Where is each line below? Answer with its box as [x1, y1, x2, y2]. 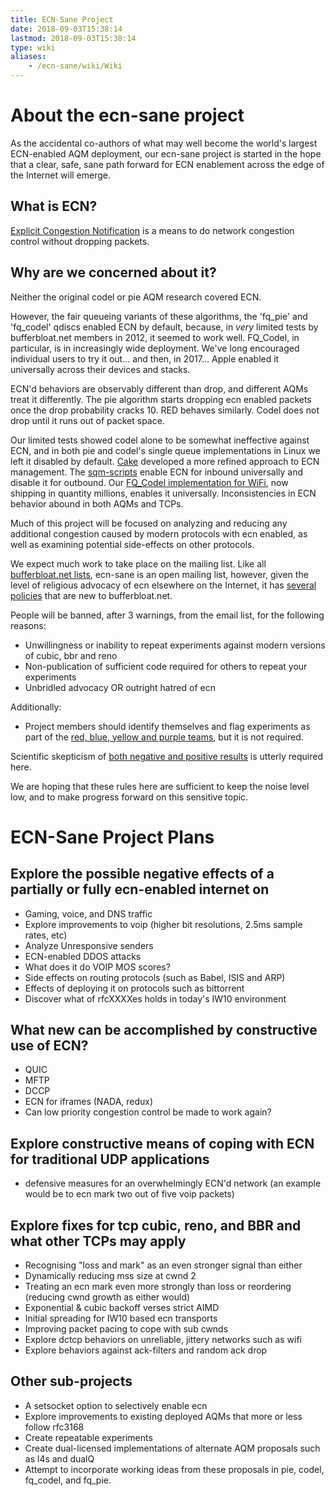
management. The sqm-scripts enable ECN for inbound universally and [10, 466, 304, 478]
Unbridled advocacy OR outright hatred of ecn [24, 681, 216, 693]
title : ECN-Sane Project [10, 14, 114, 25]
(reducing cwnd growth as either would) [24, 1291, 191, 1303]
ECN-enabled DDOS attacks [24, 950, 142, 962]
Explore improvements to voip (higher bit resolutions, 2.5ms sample [24, 918, 303, 930]
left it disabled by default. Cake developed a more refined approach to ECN [10, 455, 320, 467]
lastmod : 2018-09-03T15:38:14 [10, 33, 137, 43]
